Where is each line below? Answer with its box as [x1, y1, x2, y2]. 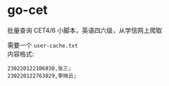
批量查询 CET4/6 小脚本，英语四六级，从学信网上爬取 [7, 26, 163, 34]
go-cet [7, 2, 48, 18]
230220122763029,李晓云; [7, 72, 77, 79]
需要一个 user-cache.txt [7, 41, 79, 49]
